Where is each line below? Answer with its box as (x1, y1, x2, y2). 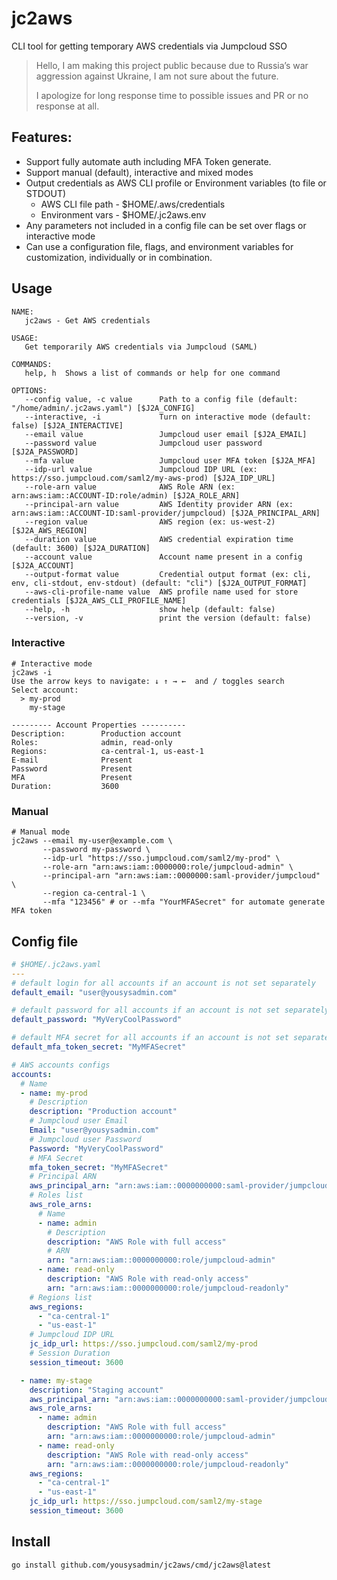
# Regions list (29, 1292, 93, 1302)
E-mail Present (11, 755, 133, 765)
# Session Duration (29, 1348, 111, 1359)
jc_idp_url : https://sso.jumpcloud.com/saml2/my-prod (29, 1339, 258, 1349)
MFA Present (11, 772, 133, 782)
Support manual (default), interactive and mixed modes (25, 166, 254, 178)
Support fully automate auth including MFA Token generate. (25, 155, 272, 167)
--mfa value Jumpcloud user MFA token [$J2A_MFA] (24, 455, 316, 466)
